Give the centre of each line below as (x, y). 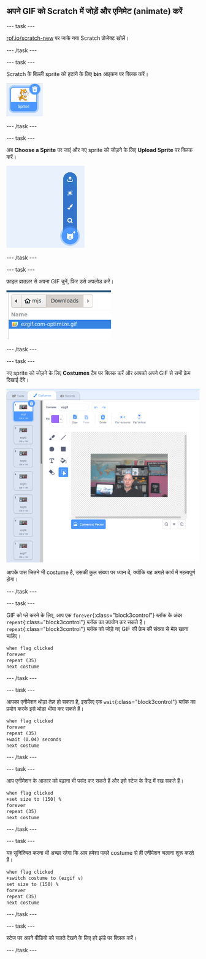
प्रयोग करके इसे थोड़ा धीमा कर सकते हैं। (45, 708)
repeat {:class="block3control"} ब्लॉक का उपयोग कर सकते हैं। (76, 622)
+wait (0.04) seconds (34, 739)
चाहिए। (14, 636)
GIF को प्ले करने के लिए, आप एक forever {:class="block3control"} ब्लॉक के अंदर (94, 615)
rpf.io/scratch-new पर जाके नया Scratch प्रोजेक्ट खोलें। (68, 38)
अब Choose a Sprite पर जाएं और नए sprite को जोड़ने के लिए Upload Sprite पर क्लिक (100, 150)
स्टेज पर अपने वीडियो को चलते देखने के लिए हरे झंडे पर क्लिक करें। (71, 938)
